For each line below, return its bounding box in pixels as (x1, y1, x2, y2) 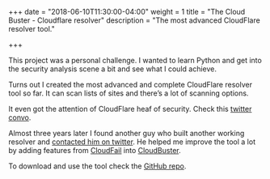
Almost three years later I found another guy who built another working (8, 129, 245, 138)
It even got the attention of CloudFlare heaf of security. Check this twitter (8, 104, 252, 113)
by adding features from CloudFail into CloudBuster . (8, 146, 181, 155)
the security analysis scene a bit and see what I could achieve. (8, 64, 217, 74)
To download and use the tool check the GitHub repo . (8, 161, 187, 171)
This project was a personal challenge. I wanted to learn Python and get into (8, 56, 263, 65)
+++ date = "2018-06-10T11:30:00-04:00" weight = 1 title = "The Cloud (8, 7, 246, 16)
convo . (8, 113, 32, 122)
